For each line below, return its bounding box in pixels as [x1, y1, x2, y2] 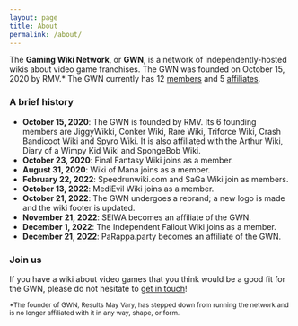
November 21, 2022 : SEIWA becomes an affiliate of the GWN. [22, 212, 251, 223]
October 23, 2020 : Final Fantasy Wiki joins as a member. [22, 154, 233, 165]
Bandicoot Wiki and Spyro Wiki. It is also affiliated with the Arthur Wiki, [22, 136, 284, 146]
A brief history [9, 96, 74, 109]
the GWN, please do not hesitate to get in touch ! [9, 283, 188, 294]
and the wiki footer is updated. [22, 202, 136, 213]
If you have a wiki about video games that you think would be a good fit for [9, 273, 285, 284]
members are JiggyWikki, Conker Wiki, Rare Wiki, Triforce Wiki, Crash [22, 126, 281, 137]
